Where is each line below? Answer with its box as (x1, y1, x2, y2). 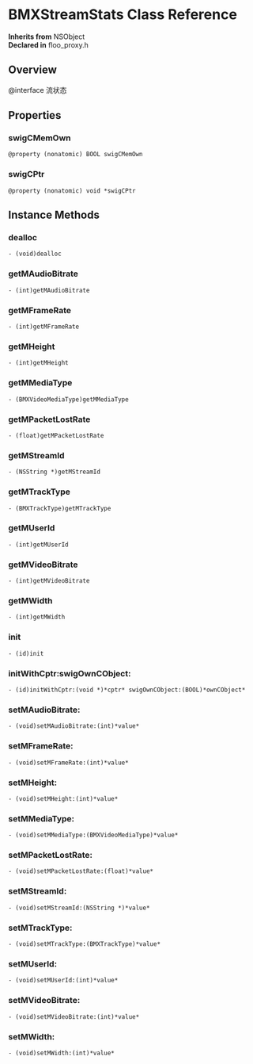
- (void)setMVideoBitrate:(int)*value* (8, 1012, 140, 1020)
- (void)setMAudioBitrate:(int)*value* (8, 722, 140, 730)
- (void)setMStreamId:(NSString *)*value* (8, 904, 150, 912)
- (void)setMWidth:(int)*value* (8, 1049, 115, 1057)
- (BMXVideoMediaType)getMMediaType (8, 395, 129, 404)
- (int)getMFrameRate (8, 323, 80, 331)
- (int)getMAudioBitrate (8, 286, 90, 294)
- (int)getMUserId (8, 541, 69, 549)
